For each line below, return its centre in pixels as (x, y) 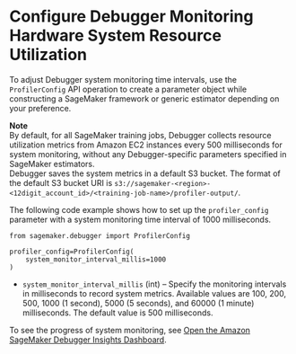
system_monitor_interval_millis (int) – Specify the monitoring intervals (154, 284)
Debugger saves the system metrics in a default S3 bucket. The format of (145, 173)
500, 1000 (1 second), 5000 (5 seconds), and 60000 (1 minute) (138, 303)
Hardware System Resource (116, 35)
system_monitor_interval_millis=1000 (96, 259)
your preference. (40, 108)
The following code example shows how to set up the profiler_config (139, 209)
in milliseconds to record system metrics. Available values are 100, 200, (154, 293)
